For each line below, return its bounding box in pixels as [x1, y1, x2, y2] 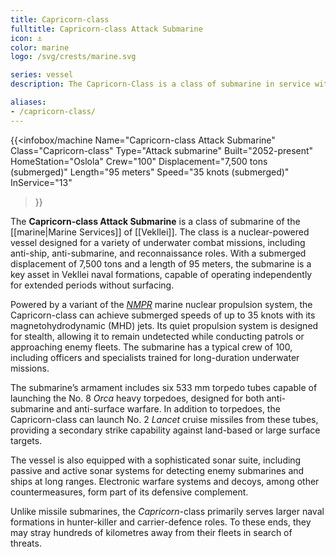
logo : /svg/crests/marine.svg [10, 52, 137, 62]
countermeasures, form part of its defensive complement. [10, 486, 249, 498]
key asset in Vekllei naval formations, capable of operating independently [10, 268, 313, 280]
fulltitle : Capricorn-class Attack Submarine [10, 24, 203, 34]
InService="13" [10, 176, 73, 188]
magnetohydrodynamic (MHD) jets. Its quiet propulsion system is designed [10, 319, 319, 331]
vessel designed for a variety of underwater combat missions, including [10, 236, 306, 248]
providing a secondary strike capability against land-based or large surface [10, 424, 321, 436]
